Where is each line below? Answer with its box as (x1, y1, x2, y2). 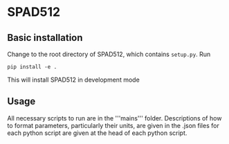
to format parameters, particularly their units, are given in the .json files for (7, 121, 219, 129)
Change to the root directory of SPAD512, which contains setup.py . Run (7, 50, 211, 58)
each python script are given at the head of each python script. (7, 129, 187, 137)
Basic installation (7, 32, 83, 44)
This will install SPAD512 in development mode (7, 75, 140, 84)
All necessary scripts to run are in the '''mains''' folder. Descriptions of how (7, 114, 222, 122)
